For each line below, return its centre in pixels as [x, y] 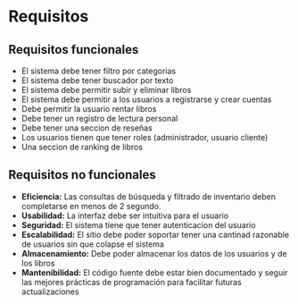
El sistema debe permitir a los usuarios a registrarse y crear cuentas [146, 99]
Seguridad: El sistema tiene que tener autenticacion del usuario [138, 224]
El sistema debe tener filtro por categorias [98, 71]
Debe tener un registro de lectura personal [99, 118]
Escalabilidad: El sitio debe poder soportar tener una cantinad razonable [155, 234]
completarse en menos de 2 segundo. [91, 206]
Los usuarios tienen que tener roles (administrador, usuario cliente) [145, 137]
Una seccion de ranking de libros [82, 147]
